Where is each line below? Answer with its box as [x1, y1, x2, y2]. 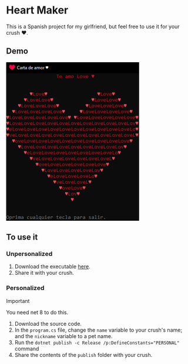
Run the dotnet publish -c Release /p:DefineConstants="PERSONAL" [14, 339, 180, 346]
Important [6, 297, 30, 304]
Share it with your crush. [14, 269, 75, 277]
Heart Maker [6, 4, 69, 17]
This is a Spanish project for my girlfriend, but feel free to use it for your [6, 23, 180, 30]
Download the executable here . [14, 263, 90, 270]
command [14, 345, 39, 352]
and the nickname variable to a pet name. [14, 332, 113, 339]
